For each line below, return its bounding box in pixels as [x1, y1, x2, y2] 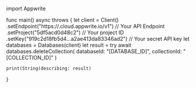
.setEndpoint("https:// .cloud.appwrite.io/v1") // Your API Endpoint [6, 23, 165, 30]
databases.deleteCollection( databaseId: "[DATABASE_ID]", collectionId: [6, 48, 182, 55]
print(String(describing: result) [6, 66, 92, 71]
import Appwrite [6, 5, 46, 12]
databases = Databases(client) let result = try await [6, 41, 132, 48]
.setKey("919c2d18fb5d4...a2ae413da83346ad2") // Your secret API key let [6, 35, 190, 42]
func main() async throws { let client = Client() [6, 17, 119, 23]
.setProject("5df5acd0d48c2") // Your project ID [6, 29, 124, 36]
